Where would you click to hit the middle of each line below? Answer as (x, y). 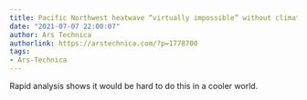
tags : (20, 52)
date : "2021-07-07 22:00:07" (65, 26)
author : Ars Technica (51, 35)
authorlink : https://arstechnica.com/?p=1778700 (104, 43)
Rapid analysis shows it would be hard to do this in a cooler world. (134, 86)
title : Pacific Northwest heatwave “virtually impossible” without (141, 18)
